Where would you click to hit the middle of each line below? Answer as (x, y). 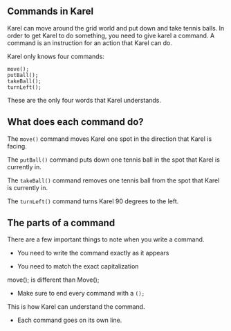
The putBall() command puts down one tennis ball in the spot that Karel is (113, 160)
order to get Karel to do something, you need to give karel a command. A (111, 35)
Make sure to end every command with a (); (81, 294)
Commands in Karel (50, 11)
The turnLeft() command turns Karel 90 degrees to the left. (93, 201)
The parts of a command (61, 223)
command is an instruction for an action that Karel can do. (90, 43)
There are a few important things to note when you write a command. (106, 239)
